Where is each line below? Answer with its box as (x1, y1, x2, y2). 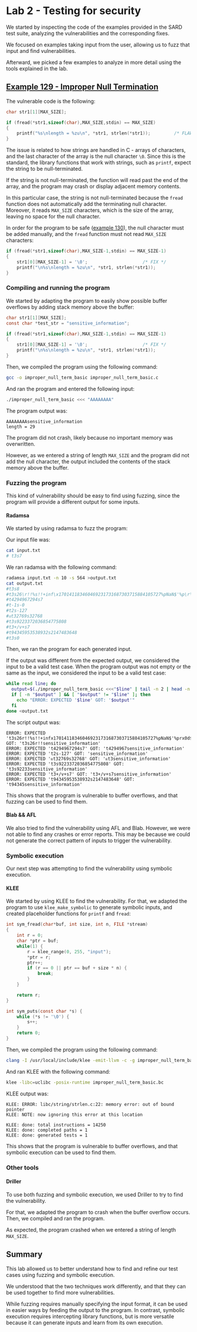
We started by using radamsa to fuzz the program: (6, 525, 128, 532)
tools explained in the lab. (6, 65, 69, 72)
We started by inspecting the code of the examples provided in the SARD (6, 23, 183, 31)
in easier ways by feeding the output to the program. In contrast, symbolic (6, 1306, 185, 1313)
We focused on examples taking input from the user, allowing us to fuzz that (6, 41, 190, 48)
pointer (6, 1107, 25, 1112)
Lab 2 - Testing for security (6, 4, 141, 18)
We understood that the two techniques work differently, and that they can (6, 1283, 186, 1290)
